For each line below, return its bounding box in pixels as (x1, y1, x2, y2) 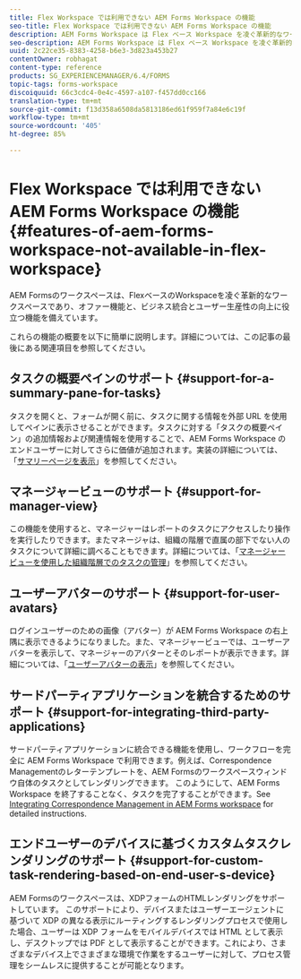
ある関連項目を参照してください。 (24, 342, 150, 353)
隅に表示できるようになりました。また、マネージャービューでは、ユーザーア (9, 637, 291, 648)
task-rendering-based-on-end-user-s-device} (9, 868, 276, 883)
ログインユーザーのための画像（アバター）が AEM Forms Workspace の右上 (9, 625, 288, 636)
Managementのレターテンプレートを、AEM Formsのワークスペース (9, 767, 257, 777)
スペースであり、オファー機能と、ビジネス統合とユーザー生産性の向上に (16, 301, 282, 312)
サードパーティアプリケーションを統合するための (9, 687, 279, 703)
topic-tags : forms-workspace (9, 80, 118, 89)
